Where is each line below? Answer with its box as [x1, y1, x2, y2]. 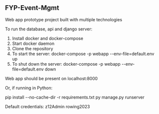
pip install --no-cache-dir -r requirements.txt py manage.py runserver [5, 94, 144, 100]
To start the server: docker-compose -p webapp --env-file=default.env [12, 51, 155, 57]
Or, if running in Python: [5, 85, 53, 91]
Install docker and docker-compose [12, 35, 83, 41]
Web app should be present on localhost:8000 [5, 75, 98, 81]
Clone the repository [12, 45, 53, 51]
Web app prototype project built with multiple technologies [5, 16, 123, 22]
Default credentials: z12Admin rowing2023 [5, 103, 90, 109]
